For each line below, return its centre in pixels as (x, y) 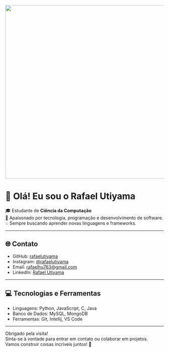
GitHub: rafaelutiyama (35, 256)
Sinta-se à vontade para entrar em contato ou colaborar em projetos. (77, 339)
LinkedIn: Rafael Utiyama (38, 272)
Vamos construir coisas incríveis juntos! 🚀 (49, 344)
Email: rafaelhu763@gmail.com (45, 267)
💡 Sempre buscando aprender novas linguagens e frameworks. (71, 223)
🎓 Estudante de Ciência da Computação (48, 210)
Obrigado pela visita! (27, 333)
